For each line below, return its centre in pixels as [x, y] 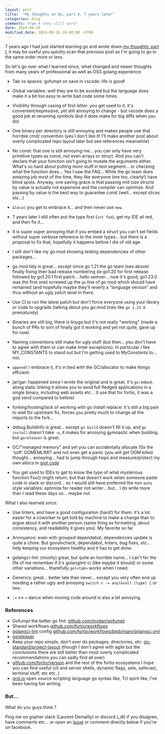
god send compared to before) [43, 398]
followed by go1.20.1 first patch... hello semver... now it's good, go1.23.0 [84, 277]
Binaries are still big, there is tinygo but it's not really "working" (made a [85, 322]
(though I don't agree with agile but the [101, 647]
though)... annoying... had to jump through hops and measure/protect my [86, 458]
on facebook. [18, 727]
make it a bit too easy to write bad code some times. [65, 96]
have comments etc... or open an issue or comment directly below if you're [81, 722]
